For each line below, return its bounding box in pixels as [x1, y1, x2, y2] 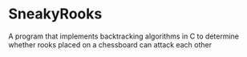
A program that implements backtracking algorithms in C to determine [8, 31, 239, 41]
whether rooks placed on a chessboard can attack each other [8, 39, 213, 49]
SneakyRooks [8, 5, 103, 23]
